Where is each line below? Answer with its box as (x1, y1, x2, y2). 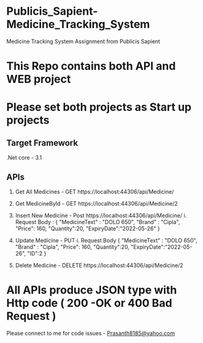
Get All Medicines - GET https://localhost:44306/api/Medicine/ (15, 188, 174, 195)
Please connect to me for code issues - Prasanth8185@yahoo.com (6, 330, 175, 337)
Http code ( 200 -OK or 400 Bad (6, 296, 173, 310)
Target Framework (6, 137, 79, 148)
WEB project (6, 72, 71, 87)
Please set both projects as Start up (6, 100, 192, 114)
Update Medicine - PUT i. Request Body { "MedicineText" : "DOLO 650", (15, 236, 197, 244)
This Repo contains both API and (6, 60, 176, 73)
